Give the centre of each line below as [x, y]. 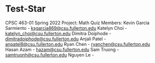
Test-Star [26, 9]
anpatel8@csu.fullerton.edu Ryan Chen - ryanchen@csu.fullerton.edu [78, 44]
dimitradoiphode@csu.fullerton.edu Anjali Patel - [56, 39]
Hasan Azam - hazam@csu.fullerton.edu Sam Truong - [62, 49]
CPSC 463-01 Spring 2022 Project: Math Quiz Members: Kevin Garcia [77, 23]
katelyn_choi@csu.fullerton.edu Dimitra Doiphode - [58, 33]
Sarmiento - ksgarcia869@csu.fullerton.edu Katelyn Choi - [66, 28]
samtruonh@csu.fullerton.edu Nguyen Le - [50, 55]
